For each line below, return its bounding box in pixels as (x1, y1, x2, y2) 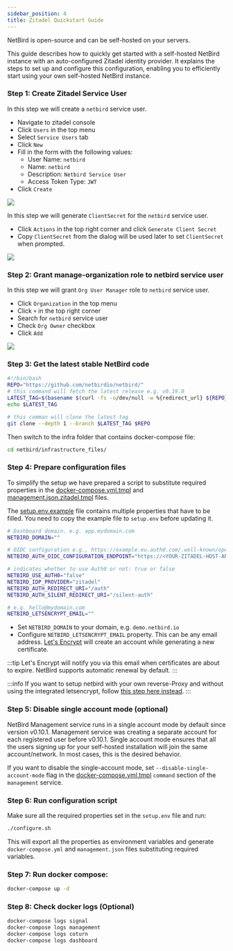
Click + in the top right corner (17, 307, 101, 315)
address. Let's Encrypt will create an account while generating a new (17, 638, 215, 646)
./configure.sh (7, 824, 51, 832)
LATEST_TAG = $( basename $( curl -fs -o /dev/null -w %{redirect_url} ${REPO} (7, 395, 228, 402)
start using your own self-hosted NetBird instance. (7, 71, 151, 80)
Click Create (17, 184, 53, 193)
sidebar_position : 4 (7, 10, 67, 17)
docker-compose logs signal (7, 918, 89, 925)
